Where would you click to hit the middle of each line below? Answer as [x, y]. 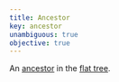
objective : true [40, 43]
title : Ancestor [40, 18]
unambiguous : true [44, 34]
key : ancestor [36, 26]
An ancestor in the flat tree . [60, 68]
